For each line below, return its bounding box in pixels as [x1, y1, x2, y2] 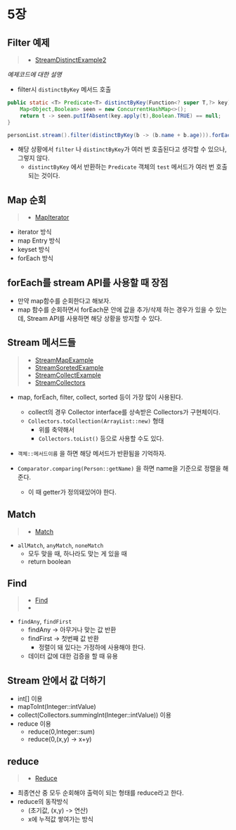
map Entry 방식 [17, 236, 61, 245]
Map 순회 [7, 194, 47, 206]
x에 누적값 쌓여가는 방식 [27, 815, 93, 824]
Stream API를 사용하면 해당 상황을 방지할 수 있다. [27, 314, 162, 322]
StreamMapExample [34, 356, 94, 364]
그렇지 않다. [17, 154, 51, 162]
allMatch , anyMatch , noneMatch [17, 541, 104, 549]
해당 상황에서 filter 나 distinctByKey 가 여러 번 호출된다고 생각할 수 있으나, [17, 145, 227, 153]
